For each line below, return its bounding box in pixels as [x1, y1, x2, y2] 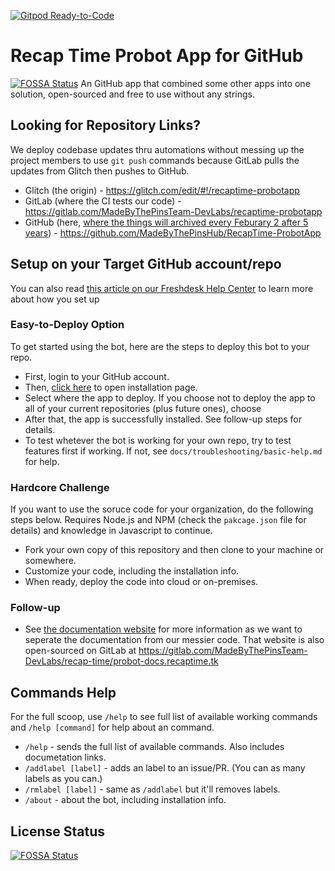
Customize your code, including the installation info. [24, 565, 240, 577]
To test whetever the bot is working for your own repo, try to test [24, 434, 292, 446]
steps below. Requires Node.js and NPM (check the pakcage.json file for [10, 514, 307, 526]
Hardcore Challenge [10, 480, 110, 494]
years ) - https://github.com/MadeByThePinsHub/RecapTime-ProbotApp [24, 226, 322, 239]
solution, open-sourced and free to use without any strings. [10, 88, 256, 100]
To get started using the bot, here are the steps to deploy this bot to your [10, 340, 310, 352]
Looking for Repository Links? [10, 117, 201, 134]
